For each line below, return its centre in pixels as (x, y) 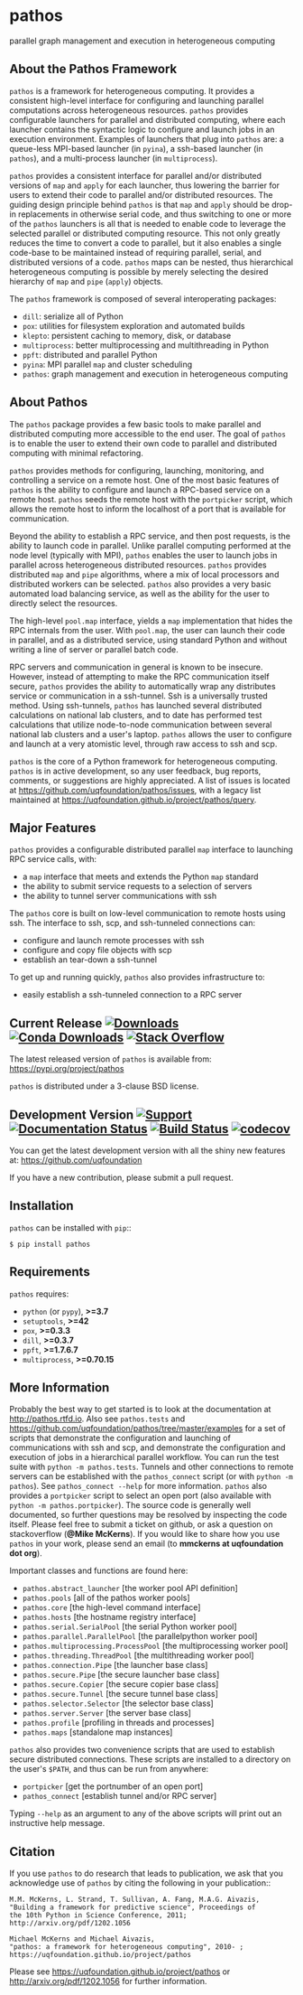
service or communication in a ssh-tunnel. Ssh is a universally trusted (138, 696)
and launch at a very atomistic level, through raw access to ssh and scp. (143, 744)
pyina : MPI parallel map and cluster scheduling (107, 364)
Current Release (56, 1023)
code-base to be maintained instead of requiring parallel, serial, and (135, 252)
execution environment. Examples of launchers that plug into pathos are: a (147, 139)
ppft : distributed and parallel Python (90, 354)
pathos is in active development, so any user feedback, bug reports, (135, 771)
